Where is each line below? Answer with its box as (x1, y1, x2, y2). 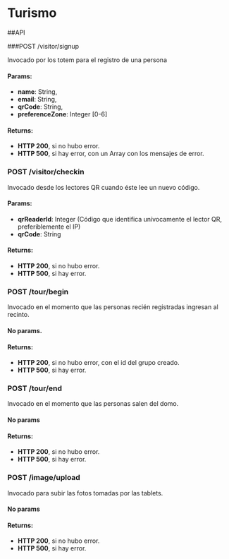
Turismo (7, 5, 57, 21)
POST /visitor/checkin (7, 167, 85, 177)
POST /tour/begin (7, 287, 69, 296)
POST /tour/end (7, 383, 62, 393)
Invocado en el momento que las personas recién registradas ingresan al (7, 303, 218, 311)
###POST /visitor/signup (7, 42, 80, 50)
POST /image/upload (7, 473, 81, 483)
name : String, (17, 88, 58, 96)
